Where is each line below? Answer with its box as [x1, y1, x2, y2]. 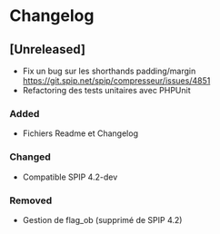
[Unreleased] [9, 42, 86, 57]
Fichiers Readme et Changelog [22, 128, 139, 139]
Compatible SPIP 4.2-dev [22, 171, 118, 182]
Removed [9, 194, 53, 207]
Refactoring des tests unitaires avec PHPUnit [22, 85, 191, 95]
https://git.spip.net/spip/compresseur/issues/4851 [22, 75, 211, 86]
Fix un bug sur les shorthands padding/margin [22, 65, 196, 76]
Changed [9, 151, 52, 163]
